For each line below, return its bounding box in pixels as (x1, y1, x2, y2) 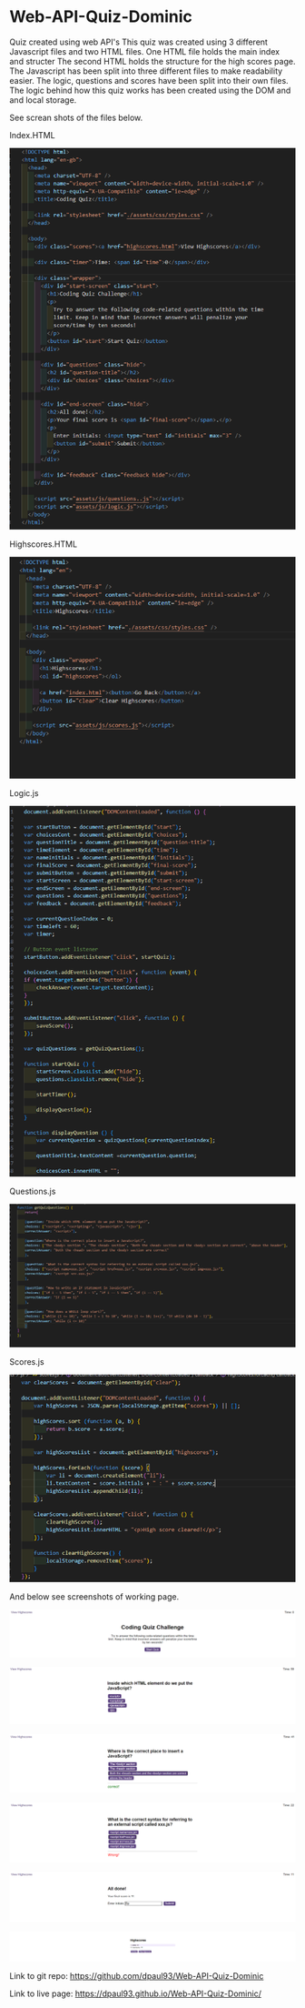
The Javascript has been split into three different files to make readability (9, 66, 283, 76)
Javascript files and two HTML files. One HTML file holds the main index (9, 45, 280, 56)
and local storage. (9, 94, 77, 106)
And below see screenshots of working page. (9, 1590, 180, 1602)
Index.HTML (9, 129, 56, 140)
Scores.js (9, 1357, 44, 1367)
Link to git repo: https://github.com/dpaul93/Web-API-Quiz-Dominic (9, 1971, 264, 1982)
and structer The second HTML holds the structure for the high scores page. (9, 55, 296, 66)
